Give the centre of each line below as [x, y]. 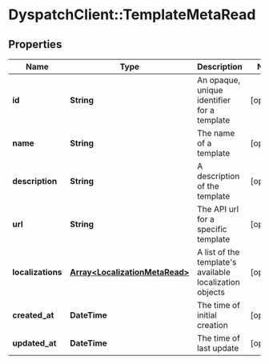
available [214, 272]
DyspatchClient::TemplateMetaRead [132, 15]
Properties [35, 44]
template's [217, 262]
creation [213, 325]
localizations [37, 272]
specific [212, 229]
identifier [214, 100]
